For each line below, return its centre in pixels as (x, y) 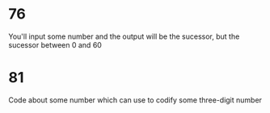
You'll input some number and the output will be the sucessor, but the (124, 36)
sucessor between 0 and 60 (55, 44)
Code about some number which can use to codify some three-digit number (135, 100)
